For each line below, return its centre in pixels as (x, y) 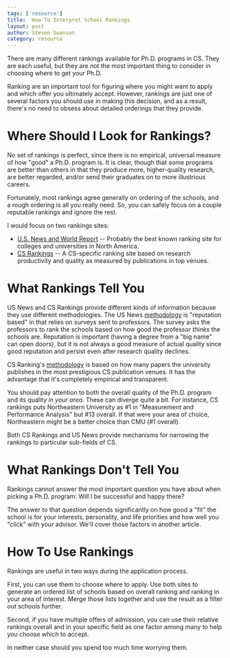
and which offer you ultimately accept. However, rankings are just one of (110, 94)
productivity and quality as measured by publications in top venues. (113, 261)
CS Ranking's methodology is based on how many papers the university (109, 364)
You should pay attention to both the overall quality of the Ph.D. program (109, 393)
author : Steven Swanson (41, 33)
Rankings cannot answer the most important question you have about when (114, 489)
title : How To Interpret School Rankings (69, 20)
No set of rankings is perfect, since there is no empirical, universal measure (114, 155)
